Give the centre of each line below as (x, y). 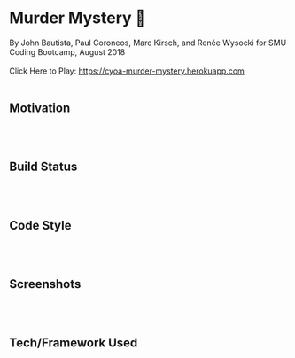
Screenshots (45, 284)
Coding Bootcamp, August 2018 (67, 51)
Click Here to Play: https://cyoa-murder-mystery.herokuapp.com (127, 71)
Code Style (40, 225)
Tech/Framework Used (74, 342)
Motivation (40, 109)
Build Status (43, 167)
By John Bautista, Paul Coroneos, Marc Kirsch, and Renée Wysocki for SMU (148, 43)
